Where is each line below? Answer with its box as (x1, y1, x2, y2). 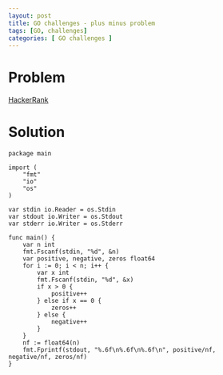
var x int (37, 269, 70, 277)
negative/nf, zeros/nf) (8, 353, 88, 361)
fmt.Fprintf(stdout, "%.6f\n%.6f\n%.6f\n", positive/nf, (22, 346, 217, 354)
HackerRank (8, 95, 50, 105)
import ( (8, 163, 38, 172)
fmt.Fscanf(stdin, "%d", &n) (22, 248, 120, 256)
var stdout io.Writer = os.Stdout (8, 213, 124, 221)
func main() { (8, 234, 56, 242)
